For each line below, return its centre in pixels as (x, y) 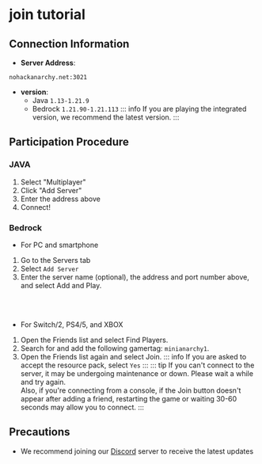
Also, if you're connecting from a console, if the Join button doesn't (131, 390)
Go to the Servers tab (55, 260)
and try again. (43, 382)
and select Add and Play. (61, 285)
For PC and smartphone (59, 245)
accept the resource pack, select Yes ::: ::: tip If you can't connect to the (137, 365)
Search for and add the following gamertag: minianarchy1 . (115, 348)
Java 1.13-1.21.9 (61, 100)
